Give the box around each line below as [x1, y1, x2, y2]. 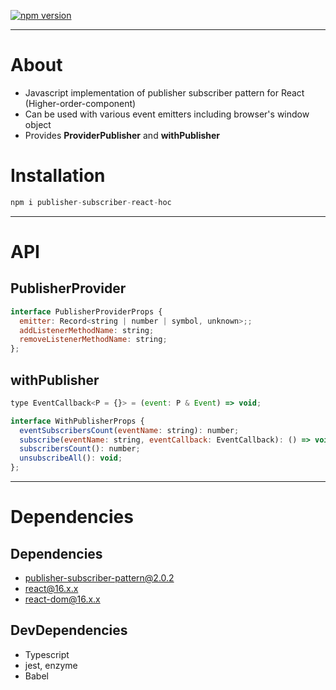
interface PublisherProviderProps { [10, 306, 163, 317]
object [24, 118, 52, 130]
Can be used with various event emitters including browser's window [24, 108, 310, 120]
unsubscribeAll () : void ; [19, 453, 123, 464]
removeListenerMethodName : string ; [19, 335, 168, 345]
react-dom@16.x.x [24, 593, 101, 605]
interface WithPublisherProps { [10, 416, 145, 426]
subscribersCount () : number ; [19, 444, 141, 454]
